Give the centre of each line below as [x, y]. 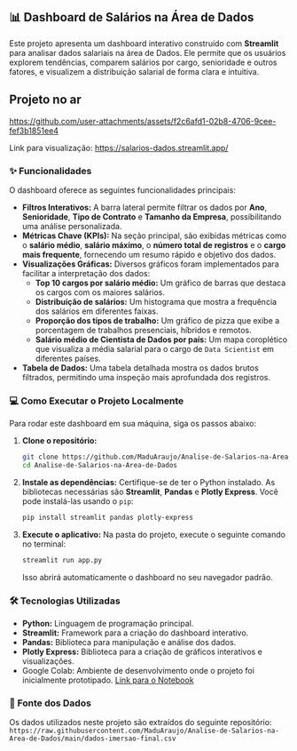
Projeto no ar [45, 100]
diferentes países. [68, 358]
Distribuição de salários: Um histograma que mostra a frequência [156, 301]
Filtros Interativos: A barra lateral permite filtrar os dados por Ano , [145, 207]
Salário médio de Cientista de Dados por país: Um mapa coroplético [161, 340]
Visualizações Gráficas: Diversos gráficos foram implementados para [150, 264]
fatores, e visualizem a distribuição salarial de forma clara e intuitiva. [134, 71]
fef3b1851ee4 [34, 131]
